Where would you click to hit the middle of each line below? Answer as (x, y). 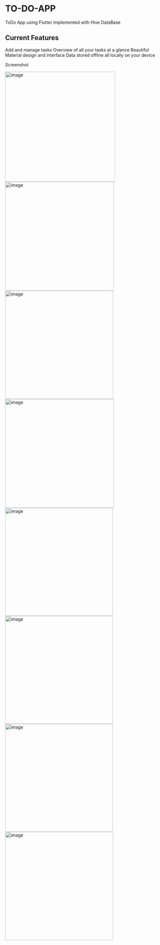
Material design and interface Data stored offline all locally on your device (80, 55)
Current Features (32, 38)
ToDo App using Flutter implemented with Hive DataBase (63, 22)
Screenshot (17, 64)
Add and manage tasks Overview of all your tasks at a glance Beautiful (77, 50)
